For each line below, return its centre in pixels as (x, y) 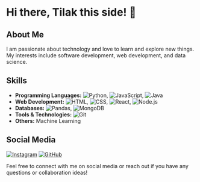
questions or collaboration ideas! (47, 172)
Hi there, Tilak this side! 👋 (71, 12)
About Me (25, 35)
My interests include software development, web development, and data (96, 55)
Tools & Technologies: (43, 115)
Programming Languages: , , (79, 95)
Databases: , (43, 108)
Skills (17, 81)
